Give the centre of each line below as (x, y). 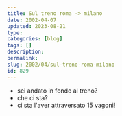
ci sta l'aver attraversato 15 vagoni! (66, 105)
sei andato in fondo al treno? (57, 91)
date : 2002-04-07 (32, 20)
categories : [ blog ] (35, 39)
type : (15, 33)
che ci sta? (32, 97)
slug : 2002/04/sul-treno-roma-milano (61, 65)
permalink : (23, 58)
